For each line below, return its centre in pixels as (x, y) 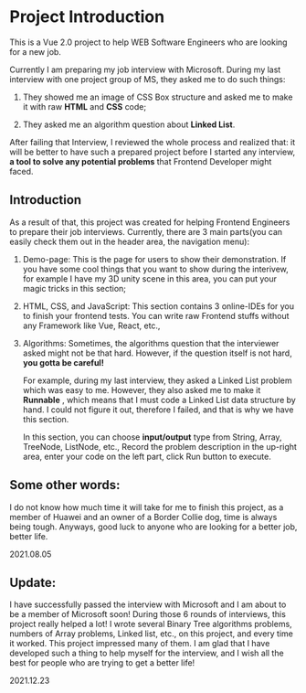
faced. (21, 171)
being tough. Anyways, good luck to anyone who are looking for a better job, (153, 527)
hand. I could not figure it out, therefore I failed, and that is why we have (158, 410)
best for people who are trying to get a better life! (102, 663)
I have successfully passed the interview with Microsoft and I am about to (148, 604)
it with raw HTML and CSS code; (84, 106)
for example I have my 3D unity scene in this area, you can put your (149, 278)
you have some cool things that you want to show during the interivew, (156, 269)
